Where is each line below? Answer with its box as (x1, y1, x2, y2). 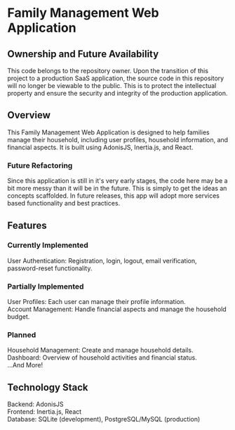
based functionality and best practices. (7, 199, 121, 208)
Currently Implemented (7, 241, 89, 251)
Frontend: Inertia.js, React (7, 407, 82, 416)
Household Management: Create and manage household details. (7, 346, 194, 355)
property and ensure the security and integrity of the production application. (7, 89, 228, 97)
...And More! (7, 361, 43, 369)
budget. (7, 312, 30, 321)
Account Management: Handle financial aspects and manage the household (7, 305, 227, 314)
